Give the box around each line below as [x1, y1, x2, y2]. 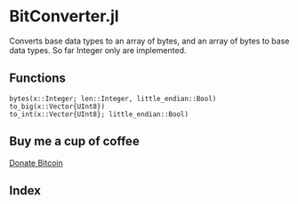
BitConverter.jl [9, 6, 119, 27]
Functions [9, 71, 67, 86]
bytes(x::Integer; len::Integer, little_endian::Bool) [9, 94, 217, 103]
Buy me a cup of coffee [9, 134, 140, 149]
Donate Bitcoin [9, 157, 64, 168]
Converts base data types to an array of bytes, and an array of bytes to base [9, 35, 290, 46]
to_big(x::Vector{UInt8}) [9, 102, 105, 111]
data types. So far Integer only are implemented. [9, 44, 187, 55]
